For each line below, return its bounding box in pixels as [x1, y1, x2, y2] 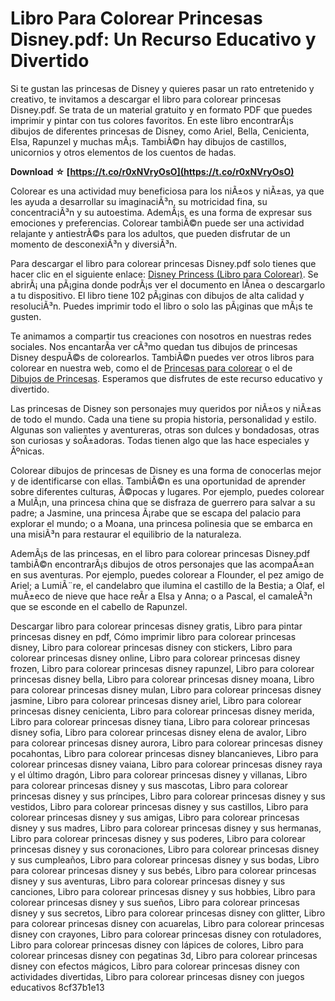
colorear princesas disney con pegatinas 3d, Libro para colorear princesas [10, 949, 318, 961]
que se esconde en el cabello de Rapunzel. [10, 600, 188, 612]
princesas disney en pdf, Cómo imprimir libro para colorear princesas [10, 630, 297, 642]
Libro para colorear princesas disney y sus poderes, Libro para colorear [10, 832, 306, 844]
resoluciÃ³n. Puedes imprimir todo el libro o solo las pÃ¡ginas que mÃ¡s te [10, 300, 313, 312]
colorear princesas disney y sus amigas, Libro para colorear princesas [10, 811, 300, 823]
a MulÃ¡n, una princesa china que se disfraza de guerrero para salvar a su [10, 496, 316, 508]
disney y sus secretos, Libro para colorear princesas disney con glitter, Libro [10, 907, 326, 919]
